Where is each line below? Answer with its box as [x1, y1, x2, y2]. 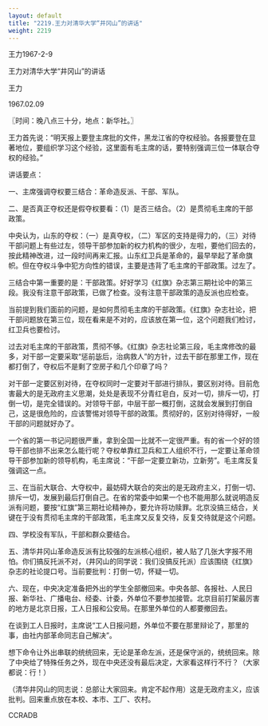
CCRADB [8, 711, 38, 720]
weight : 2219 [8, 26, 52, 34]
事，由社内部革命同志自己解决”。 [8, 631, 117, 640]
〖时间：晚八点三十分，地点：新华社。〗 [8, 116, 138, 126]
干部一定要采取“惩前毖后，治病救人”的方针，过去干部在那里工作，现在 [29, 352, 259, 361]
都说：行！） [8, 668, 50, 677]
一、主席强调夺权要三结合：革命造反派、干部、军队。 [8, 187, 183, 197]
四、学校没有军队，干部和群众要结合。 [8, 529, 134, 540]
